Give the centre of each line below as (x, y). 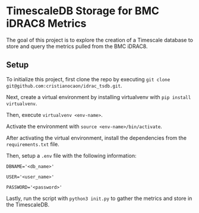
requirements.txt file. (33, 144)
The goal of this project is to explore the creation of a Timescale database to (99, 40)
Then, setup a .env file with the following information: (71, 155)
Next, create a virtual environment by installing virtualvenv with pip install (99, 97)
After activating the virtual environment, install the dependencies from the (97, 138)
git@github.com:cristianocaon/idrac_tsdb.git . (64, 85)
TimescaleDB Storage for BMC (83, 11)
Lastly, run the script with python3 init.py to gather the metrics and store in (99, 198)
